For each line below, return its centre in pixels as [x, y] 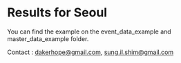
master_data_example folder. [48, 38]
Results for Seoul [57, 13]
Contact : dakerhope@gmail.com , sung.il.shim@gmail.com [90, 52]
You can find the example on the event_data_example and [89, 32]
